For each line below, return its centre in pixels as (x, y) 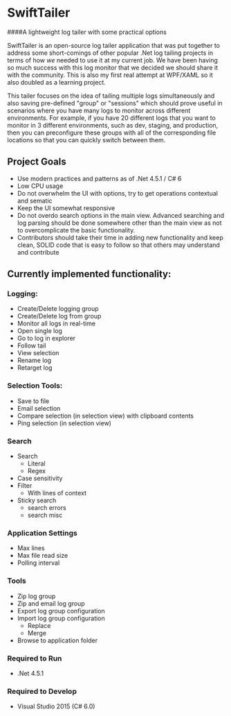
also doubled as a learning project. (56, 82)
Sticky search (37, 500)
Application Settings (42, 533)
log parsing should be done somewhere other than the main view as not (119, 223)
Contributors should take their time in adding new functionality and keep (120, 237)
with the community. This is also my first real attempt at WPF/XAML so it (110, 75)
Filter (25, 486)
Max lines (31, 548)
